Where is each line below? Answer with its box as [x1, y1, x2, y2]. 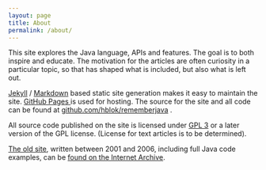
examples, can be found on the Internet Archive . [8, 153, 166, 162]
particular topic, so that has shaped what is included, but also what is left [8, 65, 247, 74]
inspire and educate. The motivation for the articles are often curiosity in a [8, 56, 250, 66]
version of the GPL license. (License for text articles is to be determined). [8, 129, 247, 138]
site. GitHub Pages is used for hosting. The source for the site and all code [8, 96, 251, 107]
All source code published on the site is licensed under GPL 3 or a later [8, 120, 240, 130]
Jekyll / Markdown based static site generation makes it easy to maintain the [8, 89, 258, 98]
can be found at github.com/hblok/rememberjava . [8, 105, 173, 115]
